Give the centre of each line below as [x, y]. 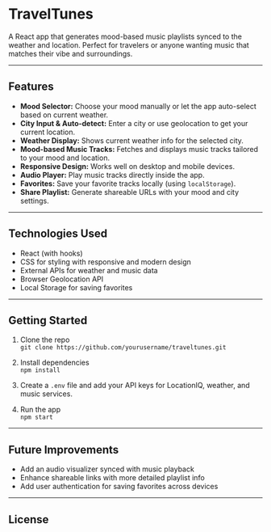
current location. [48, 132]
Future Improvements [64, 450]
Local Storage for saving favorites [76, 287]
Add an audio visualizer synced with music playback [107, 469]
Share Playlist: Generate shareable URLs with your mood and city [129, 192]
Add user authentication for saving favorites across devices [119, 487]
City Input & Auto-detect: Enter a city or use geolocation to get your [134, 123]
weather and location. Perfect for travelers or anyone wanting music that [129, 44]
